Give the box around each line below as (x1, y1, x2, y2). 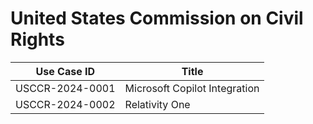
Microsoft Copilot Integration (124, 81, 260, 95)
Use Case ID (35, 64, 96, 78)
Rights (10, 28, 65, 51)
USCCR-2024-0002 (15, 97, 116, 111)
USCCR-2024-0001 (15, 81, 116, 95)
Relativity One (124, 97, 191, 111)
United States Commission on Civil (10, 7, 304, 30)
